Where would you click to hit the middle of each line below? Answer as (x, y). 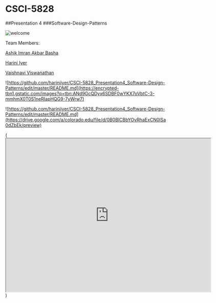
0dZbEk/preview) (24, 125)
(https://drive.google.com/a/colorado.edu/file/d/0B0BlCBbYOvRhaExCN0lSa (86, 120)
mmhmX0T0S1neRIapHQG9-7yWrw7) (45, 99)
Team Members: (23, 43)
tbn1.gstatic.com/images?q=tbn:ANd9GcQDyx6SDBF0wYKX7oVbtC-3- (80, 93)
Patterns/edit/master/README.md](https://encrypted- (62, 88)
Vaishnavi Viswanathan (30, 73)
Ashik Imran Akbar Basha (32, 53)
